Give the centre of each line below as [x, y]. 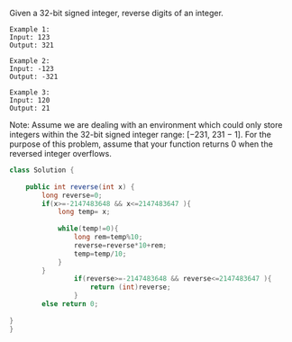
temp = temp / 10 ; [100, 254]
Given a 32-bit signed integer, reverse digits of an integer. [116, 13]
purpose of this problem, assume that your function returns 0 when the [141, 144]
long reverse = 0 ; [72, 195]
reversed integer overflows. [61, 153]
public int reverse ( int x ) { [80, 187]
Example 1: [30, 30]
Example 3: [30, 93]
